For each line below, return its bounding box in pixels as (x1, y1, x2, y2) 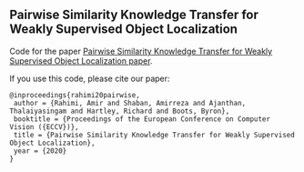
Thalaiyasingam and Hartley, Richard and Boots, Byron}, (9, 106, 230, 116)
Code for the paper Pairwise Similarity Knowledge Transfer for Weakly (9, 46, 273, 56)
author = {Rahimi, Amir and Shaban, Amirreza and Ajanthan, (13, 98, 247, 107)
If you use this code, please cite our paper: (9, 73, 170, 84)
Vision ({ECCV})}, (9, 122, 79, 131)
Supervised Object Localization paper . (9, 55, 153, 66)
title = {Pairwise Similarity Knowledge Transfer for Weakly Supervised (13, 130, 296, 139)
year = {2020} (13, 146, 67, 156)
